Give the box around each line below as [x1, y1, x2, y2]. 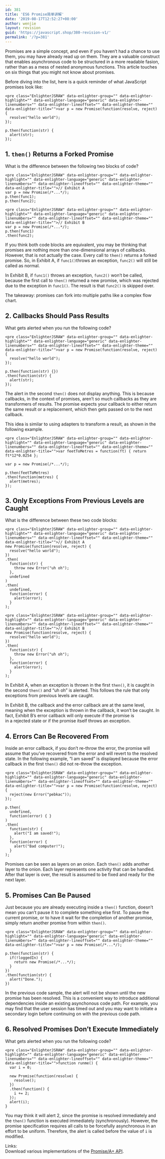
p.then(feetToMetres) [5, 470, 50, 475]
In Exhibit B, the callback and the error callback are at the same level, [5, 702, 145, 708]
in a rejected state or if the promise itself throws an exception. [5, 718, 131, 724]
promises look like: [5, 84, 43, 90]
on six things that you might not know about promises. [5, 69, 115, 75]
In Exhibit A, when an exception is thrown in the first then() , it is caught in [5, 682, 155, 688]
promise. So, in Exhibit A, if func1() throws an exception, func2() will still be [5, 257, 158, 263]
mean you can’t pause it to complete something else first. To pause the [5, 909, 149, 915]
